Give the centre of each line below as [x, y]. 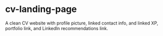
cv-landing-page [41, 9]
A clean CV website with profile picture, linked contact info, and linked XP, [82, 23]
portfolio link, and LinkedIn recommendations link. [57, 28]
